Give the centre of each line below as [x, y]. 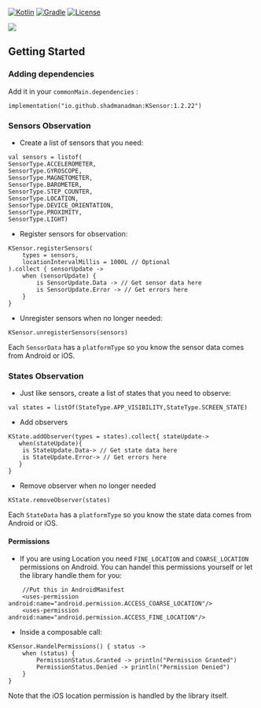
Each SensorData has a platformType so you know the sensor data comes [126, 347]
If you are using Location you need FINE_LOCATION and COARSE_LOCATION [134, 559]
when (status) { [49, 654]
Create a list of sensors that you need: [81, 143]
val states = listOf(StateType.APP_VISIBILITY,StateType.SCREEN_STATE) [128, 408]
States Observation [46, 376]
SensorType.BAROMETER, [45, 184]
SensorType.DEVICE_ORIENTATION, [61, 205]
